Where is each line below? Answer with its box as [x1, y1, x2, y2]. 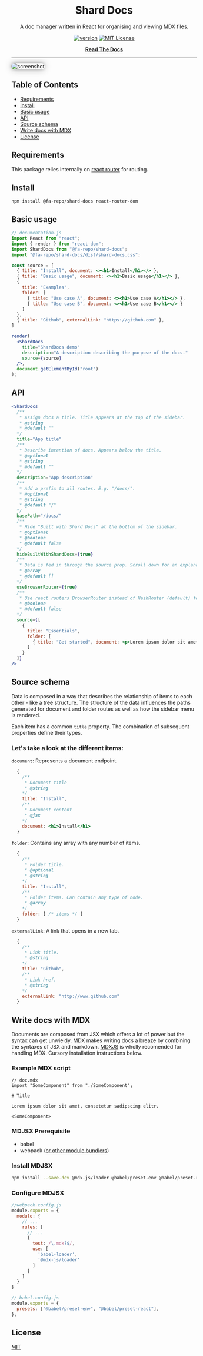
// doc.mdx [11, 1077, 38, 1083]
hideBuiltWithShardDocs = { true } [16, 551, 94, 557]
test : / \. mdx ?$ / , [32, 1241, 75, 1246]
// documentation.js [11, 230, 62, 236]
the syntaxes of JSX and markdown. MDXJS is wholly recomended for [11, 1043, 182, 1050]
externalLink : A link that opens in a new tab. [11, 927, 119, 934]
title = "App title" [16, 436, 62, 442]
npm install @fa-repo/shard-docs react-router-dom [11, 198, 138, 204]
